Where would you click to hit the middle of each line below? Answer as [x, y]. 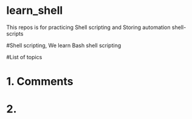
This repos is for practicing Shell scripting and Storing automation [88, 27]
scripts [15, 33]
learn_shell [35, 11]
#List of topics [24, 57]
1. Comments [40, 82]
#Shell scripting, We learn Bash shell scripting [64, 45]
